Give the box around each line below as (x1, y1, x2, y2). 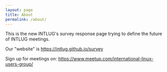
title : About (5, 12, 33, 17)
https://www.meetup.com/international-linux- (58, 56, 154, 62)
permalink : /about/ (5, 17, 47, 22)
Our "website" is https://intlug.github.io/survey (5, 46, 104, 52)
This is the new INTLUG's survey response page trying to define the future (5, 31, 162, 37)
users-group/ (5, 61, 33, 67)
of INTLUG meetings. (5, 36, 50, 42)
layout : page (5, 7, 33, 13)
